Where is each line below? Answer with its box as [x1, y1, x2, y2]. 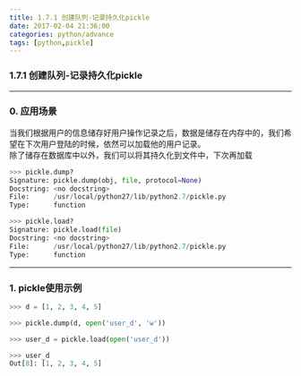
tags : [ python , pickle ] [9, 38, 94, 47]
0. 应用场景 [9, 105, 57, 117]
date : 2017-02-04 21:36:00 [9, 21, 110, 30]
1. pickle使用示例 [9, 281, 82, 294]
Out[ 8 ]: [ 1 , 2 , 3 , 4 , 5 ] [9, 359, 102, 368]
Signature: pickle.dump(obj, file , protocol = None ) [9, 175, 202, 184]
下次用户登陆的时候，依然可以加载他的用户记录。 [24, 138, 206, 149]
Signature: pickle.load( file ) [9, 226, 123, 235]
